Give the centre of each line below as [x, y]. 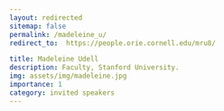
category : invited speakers [62, 92]
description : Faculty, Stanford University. [94, 68]
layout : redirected [46, 18]
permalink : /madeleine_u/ [58, 34]
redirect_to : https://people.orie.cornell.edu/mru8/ [113, 43]
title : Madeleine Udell [54, 60]
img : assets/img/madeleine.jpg [68, 76]
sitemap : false [38, 26]
